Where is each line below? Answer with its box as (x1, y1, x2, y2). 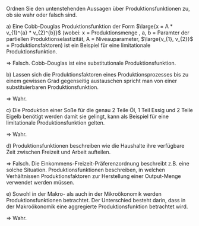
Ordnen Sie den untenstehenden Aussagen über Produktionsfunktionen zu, (6, 5, 190, 12)
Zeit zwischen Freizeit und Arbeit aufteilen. (6, 148, 111, 155)
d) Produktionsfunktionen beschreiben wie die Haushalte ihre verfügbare (6, 142, 185, 149)
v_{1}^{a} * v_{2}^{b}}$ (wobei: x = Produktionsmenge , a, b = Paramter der (6, 29, 189, 36)
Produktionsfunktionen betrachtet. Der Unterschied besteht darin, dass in (6, 197, 186, 203)
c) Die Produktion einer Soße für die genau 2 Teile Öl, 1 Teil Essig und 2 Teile (6, 107, 193, 113)
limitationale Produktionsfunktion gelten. (6, 119, 105, 126)
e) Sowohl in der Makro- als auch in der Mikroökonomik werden (6, 190, 162, 198)
